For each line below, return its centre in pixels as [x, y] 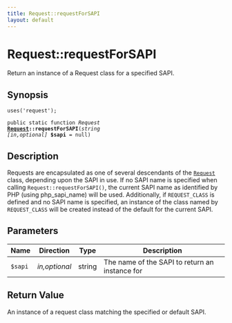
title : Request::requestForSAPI [54, 13]
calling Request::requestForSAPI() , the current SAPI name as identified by [113, 188]
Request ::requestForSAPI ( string [54, 129]
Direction [55, 251]
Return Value [36, 295]
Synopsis [28, 95]
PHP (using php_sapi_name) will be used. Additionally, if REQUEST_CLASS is [111, 195]
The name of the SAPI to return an [158, 262]
